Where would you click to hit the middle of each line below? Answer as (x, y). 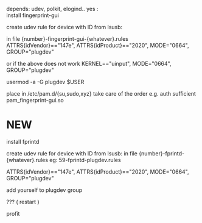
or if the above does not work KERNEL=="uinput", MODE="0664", (89, 64)
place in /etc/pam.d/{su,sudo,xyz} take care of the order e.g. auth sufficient (101, 94)
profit (13, 213)
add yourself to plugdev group (44, 190)
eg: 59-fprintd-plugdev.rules (85, 160)
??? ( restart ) (23, 202)
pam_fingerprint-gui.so (35, 100)
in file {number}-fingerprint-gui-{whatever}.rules (68, 39)
